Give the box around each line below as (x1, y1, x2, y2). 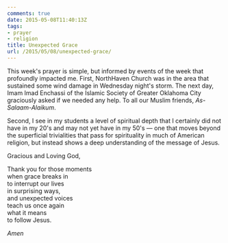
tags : (7, 23, 23, 29)
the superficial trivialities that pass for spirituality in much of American (7, 131, 205, 139)
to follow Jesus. (7, 216, 52, 224)
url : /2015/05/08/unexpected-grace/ (7, 49, 112, 55)
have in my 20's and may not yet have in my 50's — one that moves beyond (7, 124, 221, 132)
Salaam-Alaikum (7, 103, 55, 112)
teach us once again (7, 201, 65, 209)
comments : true (7, 10, 51, 17)
